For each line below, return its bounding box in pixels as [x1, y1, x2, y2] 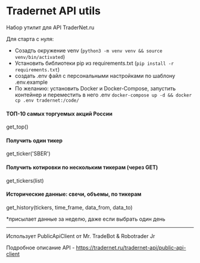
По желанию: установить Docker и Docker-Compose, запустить [14, 84, 176, 92]
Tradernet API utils [6, 4, 101, 18]
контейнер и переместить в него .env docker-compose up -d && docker [14, 91, 192, 98]
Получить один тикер [6, 137, 63, 144]
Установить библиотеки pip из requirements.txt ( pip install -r [14, 60, 174, 67]
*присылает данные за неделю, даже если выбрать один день [6, 215, 165, 223]
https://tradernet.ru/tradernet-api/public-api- [76, 244, 186, 251]
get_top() [6, 123, 29, 130]
